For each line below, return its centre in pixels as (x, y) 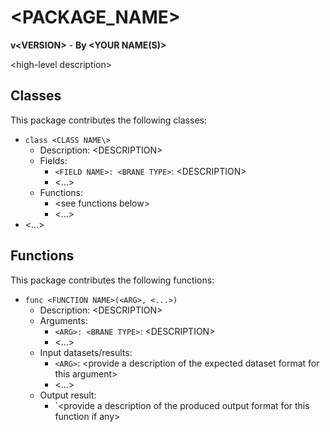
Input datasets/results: (86, 352)
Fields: (53, 160)
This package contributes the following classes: (108, 120)
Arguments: (63, 320)
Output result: (68, 395)
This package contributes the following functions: (112, 280)
